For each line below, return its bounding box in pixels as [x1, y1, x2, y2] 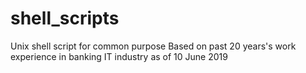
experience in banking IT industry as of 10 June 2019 [10, 50, 228, 62]
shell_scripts [10, 7, 120, 30]
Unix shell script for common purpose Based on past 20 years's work [10, 40, 297, 52]
